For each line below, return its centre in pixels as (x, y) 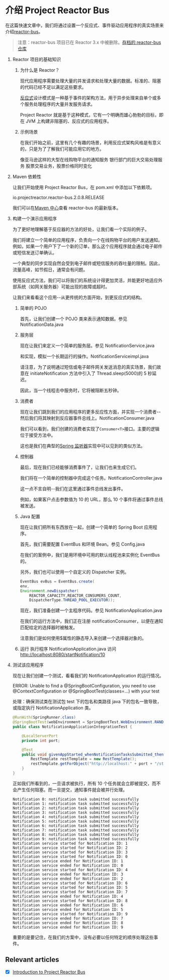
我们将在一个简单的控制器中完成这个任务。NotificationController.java (91, 478)
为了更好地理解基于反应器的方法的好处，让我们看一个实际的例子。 (81, 229)
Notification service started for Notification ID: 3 (70, 852)
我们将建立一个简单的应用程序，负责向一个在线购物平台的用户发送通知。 (87, 240)
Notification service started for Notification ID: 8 (70, 901)
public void (34, 755)
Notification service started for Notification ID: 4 (70, 870)
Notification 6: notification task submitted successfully (76, 826)
